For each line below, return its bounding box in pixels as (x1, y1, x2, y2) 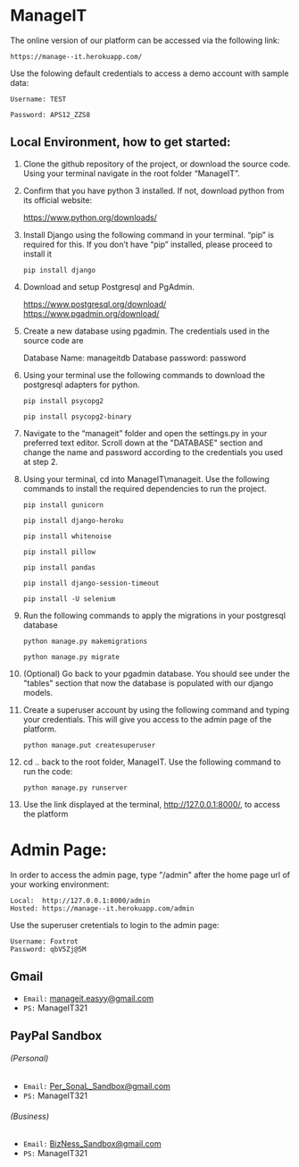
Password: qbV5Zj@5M (10, 944, 87, 953)
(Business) (10, 1111, 50, 1121)
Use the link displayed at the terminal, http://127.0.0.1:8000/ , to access (22, 799, 280, 809)
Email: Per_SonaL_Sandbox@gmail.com (22, 1081, 170, 1092)
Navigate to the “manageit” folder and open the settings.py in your (22, 427, 268, 438)
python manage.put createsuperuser (22, 740, 156, 749)
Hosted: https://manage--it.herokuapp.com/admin (10, 904, 195, 913)
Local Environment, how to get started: (10, 135, 231, 150)
